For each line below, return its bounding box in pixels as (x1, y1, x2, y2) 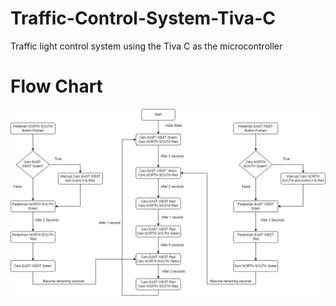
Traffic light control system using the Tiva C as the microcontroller (10, 40, 283, 52)
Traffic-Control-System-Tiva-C (10, 7, 276, 30)
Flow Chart (10, 75, 103, 98)
